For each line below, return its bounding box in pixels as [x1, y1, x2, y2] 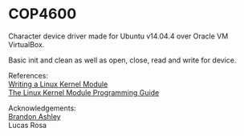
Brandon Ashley [8, 111, 62, 121]
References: [8, 70, 48, 80]
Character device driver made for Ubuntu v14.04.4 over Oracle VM [8, 31, 229, 41]
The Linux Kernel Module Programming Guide [8, 87, 160, 97]
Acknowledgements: [8, 103, 76, 113]
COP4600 [8, 5, 77, 23]
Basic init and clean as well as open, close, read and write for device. [8, 55, 237, 65]
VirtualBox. [8, 39, 45, 49]
